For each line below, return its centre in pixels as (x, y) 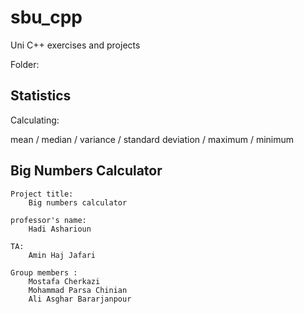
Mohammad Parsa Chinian (78, 290)
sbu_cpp (46, 17)
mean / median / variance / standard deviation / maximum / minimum (152, 139)
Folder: (25, 64)
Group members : (44, 272)
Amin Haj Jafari (62, 255)
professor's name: (48, 220)
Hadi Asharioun (60, 229)
